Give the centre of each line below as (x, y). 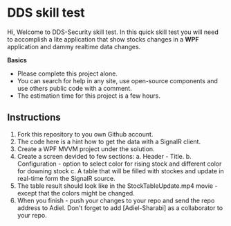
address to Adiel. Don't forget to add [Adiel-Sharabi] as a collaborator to (120, 208)
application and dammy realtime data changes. (74, 46)
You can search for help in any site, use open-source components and (117, 80)
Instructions (34, 118)
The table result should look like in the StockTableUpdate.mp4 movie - (117, 186)
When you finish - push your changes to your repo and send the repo (116, 200)
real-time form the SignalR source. (66, 178)
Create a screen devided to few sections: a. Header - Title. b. (104, 156)
